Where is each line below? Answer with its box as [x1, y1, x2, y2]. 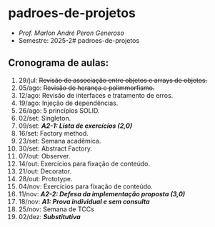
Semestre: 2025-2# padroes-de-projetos [18, 36, 140, 44]
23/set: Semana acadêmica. [18, 136, 101, 145]
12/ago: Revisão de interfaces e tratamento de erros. [18, 91, 174, 99]
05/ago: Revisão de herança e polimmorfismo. [18, 84, 155, 92]
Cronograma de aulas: [8, 57, 109, 69]
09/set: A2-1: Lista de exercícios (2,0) [18, 121, 133, 130]
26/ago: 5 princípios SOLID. [18, 106, 100, 115]
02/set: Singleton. [18, 113, 71, 122]
